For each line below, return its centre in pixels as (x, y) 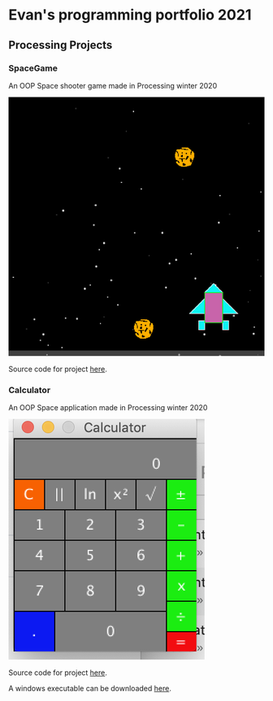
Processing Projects (61, 45)
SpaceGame (33, 68)
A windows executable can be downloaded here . (90, 689)
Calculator (30, 390)
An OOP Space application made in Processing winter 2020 (108, 408)
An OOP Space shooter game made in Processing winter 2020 (113, 85)
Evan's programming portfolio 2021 (130, 15)
